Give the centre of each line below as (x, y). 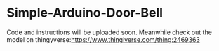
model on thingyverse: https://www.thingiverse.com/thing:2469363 (104, 39)
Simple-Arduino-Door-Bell (85, 13)
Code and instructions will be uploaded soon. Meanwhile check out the (109, 32)
